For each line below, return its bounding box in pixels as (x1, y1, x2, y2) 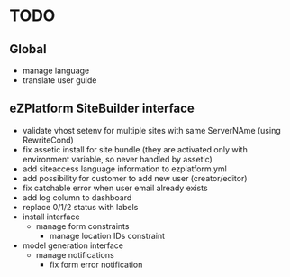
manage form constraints (35, 220, 130, 231)
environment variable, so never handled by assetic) (22, 153, 213, 164)
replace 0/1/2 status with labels (22, 201, 139, 212)
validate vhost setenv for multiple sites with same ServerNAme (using (22, 125, 281, 135)
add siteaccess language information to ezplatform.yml (22, 163, 227, 174)
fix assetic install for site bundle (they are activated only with (22, 143, 248, 154)
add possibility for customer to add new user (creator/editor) (22, 172, 248, 183)
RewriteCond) (22, 134, 74, 145)
